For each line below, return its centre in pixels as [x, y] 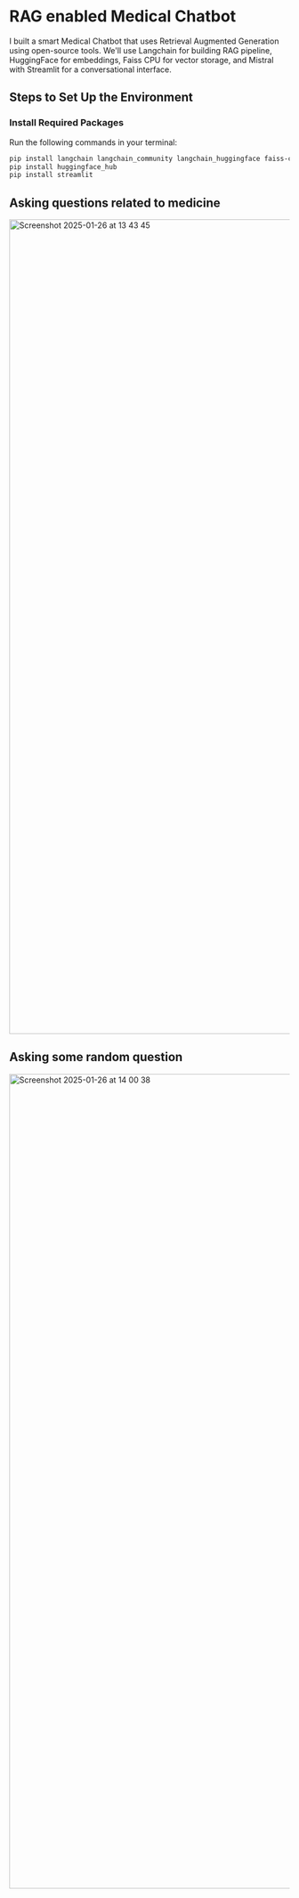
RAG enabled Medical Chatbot [123, 16]
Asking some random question [96, 1057]
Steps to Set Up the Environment [101, 97]
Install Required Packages [67, 123]
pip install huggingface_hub [63, 166]
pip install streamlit [51, 175]
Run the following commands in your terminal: [93, 142]
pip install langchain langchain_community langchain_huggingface [135, 158]
